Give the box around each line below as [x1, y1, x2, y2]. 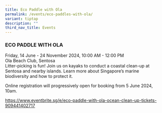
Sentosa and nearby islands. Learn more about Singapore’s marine [5, 68, 139, 74]
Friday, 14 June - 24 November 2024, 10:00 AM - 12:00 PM [5, 52, 124, 59]
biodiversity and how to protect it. [5, 73, 73, 79]
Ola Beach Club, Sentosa [5, 58, 55, 64]
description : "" [5, 21, 38, 26]
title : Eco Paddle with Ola [5, 7, 63, 12]
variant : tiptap [5, 16, 38, 21]
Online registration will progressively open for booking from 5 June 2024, [5, 83, 153, 89]
